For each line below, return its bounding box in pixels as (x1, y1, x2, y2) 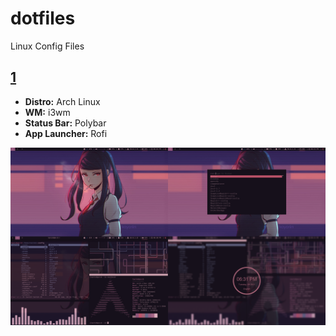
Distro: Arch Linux (24, 95, 101, 107)
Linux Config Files (10, 40, 85, 52)
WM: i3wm (24, 106, 71, 118)
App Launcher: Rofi (24, 127, 108, 139)
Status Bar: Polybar (24, 117, 107, 129)
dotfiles (10, 7, 76, 30)
